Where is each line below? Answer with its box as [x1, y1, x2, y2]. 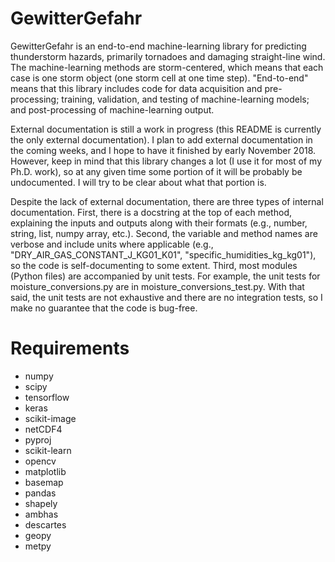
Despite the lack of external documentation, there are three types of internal [10, 195, 324, 207]
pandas [24, 487, 57, 499]
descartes [24, 518, 67, 531]
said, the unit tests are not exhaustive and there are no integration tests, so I [10, 291, 323, 303]
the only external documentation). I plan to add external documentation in [10, 133, 313, 146]
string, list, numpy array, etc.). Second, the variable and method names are [10, 227, 318, 239]
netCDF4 [24, 423, 63, 435]
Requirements [10, 337, 130, 360]
